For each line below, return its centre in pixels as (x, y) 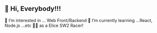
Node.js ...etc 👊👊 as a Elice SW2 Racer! (44, 25)
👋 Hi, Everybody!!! (33, 9)
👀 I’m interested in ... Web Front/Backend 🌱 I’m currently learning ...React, (78, 20)
